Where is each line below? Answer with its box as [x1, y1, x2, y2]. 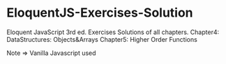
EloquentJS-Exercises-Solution [6, 5, 193, 21]
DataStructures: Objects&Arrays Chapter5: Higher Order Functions [6, 35, 198, 43]
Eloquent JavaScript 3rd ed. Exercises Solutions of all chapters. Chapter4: [6, 28, 220, 36]
